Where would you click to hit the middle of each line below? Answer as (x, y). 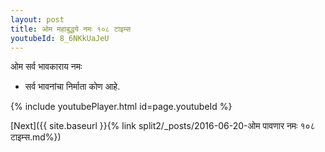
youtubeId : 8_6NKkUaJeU (60, 38)
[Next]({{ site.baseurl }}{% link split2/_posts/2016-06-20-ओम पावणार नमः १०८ (163, 126)
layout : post (37, 19)
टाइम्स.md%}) (36, 137)
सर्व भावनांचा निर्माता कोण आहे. (72, 87)
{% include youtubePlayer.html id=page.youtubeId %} (121, 107)
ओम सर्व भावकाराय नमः (46, 67)
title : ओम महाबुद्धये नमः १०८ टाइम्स (71, 29)
